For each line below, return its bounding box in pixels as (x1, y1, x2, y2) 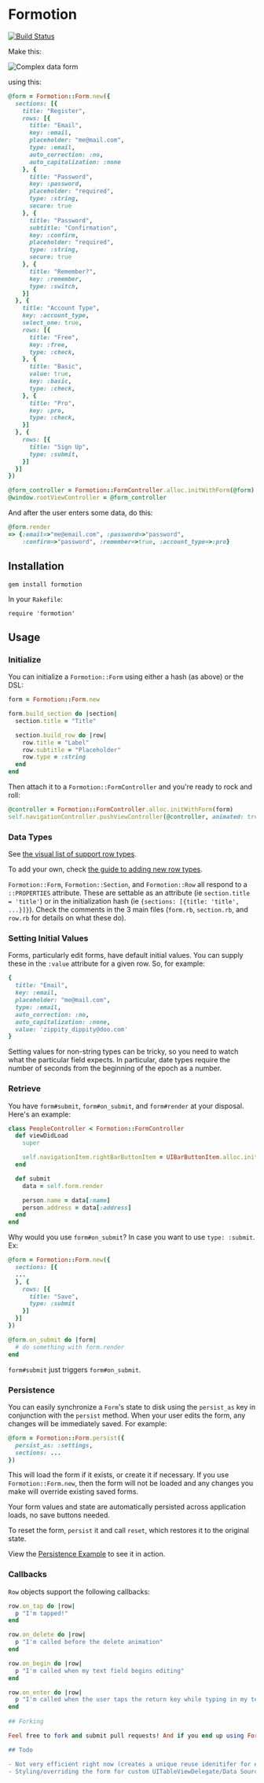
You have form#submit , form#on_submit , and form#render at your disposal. (8, 1101, 244, 1110)
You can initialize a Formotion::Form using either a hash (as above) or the (8, 672, 244, 681)
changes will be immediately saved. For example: (8, 1418, 167, 1428)
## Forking (8, 1718, 44, 1726)
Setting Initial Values (8, 933, 89, 944)
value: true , (28, 370, 72, 378)
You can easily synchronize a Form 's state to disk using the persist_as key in (8, 1402, 256, 1411)
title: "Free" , (28, 333, 79, 341)
